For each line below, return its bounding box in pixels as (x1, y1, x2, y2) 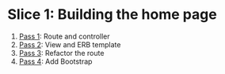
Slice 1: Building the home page (7, 6, 217, 24)
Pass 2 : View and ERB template (18, 39, 121, 49)
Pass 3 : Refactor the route (18, 48, 105, 57)
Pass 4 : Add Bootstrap (18, 57, 93, 66)
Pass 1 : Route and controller (18, 31, 110, 41)
